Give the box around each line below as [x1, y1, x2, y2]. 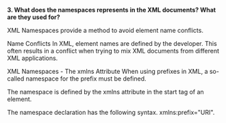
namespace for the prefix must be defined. [25, 74, 147, 83]
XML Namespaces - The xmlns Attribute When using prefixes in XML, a [7, 68, 208, 75]
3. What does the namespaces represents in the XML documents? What [7, 6, 216, 14]
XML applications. [7, 54, 58, 62]
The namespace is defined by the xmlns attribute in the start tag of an [7, 88, 204, 96]
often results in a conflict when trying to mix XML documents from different [7, 47, 220, 55]
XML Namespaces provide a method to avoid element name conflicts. [7, 27, 204, 34]
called [7, 74, 25, 83]
